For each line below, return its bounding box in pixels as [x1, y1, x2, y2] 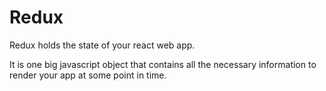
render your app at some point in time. [9, 69, 167, 81]
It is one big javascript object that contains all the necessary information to [9, 58, 317, 70]
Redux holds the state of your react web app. [9, 39, 196, 51]
